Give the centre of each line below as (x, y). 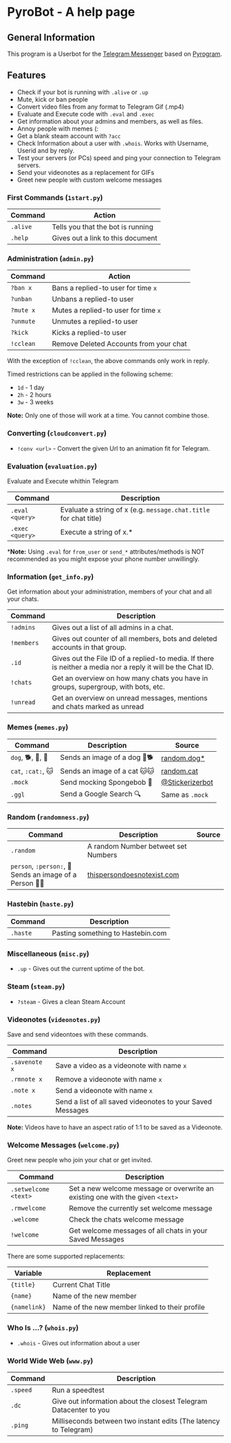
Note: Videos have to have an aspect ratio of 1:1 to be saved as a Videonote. (115, 1127)
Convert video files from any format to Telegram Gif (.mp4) (100, 107)
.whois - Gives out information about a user (78, 1343)
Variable (28, 1273)
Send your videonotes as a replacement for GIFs (86, 172)
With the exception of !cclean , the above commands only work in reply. (108, 361)
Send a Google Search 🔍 (101, 794)
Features (26, 75)
